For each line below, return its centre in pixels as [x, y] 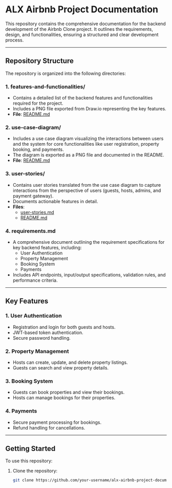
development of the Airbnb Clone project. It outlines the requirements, [79, 29]
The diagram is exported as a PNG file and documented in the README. [89, 155]
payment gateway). [33, 196]
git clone [23, 480]
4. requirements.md [30, 231]
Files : [18, 207]
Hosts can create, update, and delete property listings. [70, 362]
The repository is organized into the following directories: [66, 73]
